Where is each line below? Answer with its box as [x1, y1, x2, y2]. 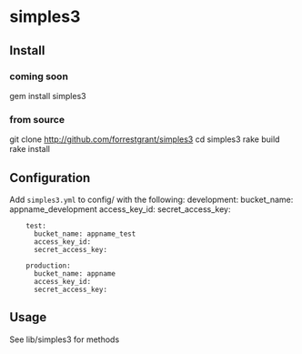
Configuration [9, 170, 91, 186]
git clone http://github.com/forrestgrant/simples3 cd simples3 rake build [9, 134, 280, 145]
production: [25, 261, 71, 270]
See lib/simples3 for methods [9, 334, 120, 345]
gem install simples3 [9, 90, 86, 101]
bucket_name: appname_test [33, 229, 136, 238]
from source [9, 113, 65, 126]
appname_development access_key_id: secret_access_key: [9, 203, 231, 215]
